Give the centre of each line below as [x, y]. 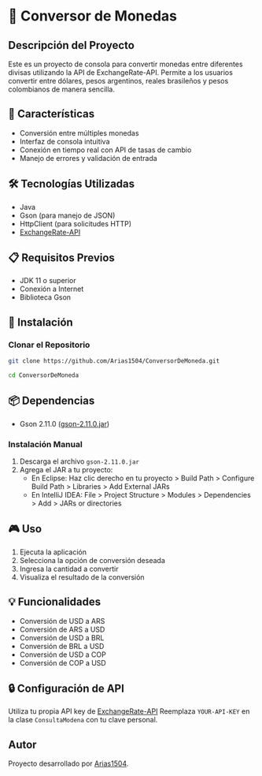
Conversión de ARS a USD [62, 629]
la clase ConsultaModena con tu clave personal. [83, 720]
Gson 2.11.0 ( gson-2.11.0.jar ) [65, 423]
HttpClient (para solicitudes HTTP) [76, 223]
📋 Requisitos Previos [62, 258]
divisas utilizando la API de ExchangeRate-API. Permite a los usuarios [121, 73]
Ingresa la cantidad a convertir [69, 569]
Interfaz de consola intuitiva [65, 141]
